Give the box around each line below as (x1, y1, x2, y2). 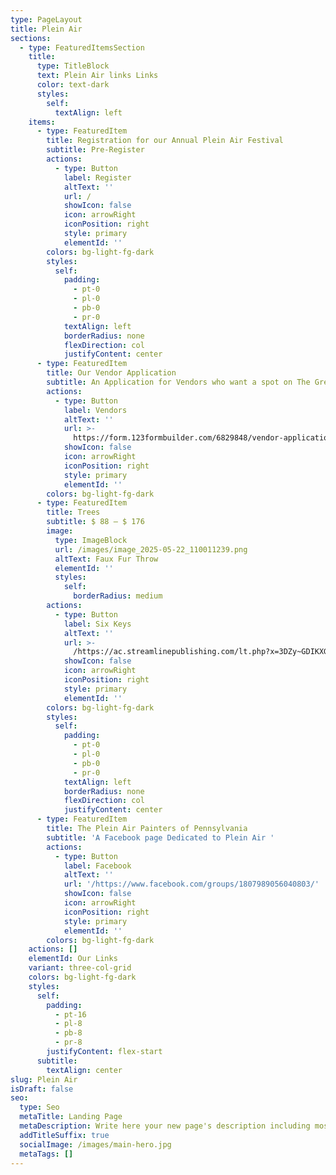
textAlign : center (46, 1065, 123, 1075)
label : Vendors (63, 405, 128, 415)
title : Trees (46, 507, 101, 518)
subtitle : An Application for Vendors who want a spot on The (46, 377, 311, 387)
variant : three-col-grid (28, 963, 132, 973)
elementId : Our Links (28, 954, 118, 964)
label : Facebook (63, 861, 132, 871)
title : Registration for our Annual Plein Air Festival (46, 136, 284, 146)
